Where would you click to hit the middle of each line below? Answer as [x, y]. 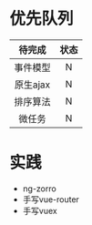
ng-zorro [39, 189]
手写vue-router [51, 199]
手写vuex [40, 210]
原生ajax [32, 85]
